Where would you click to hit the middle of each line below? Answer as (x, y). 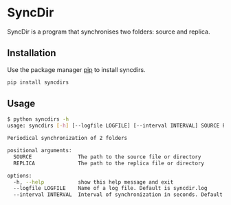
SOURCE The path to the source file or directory (107, 157)
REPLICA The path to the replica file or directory (109, 163)
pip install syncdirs (38, 82)
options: (20, 176)
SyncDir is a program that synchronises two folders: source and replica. (109, 32)
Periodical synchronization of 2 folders (67, 138)
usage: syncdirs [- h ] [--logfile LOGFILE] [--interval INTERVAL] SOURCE (113, 126)
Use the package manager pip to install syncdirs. (76, 69)
